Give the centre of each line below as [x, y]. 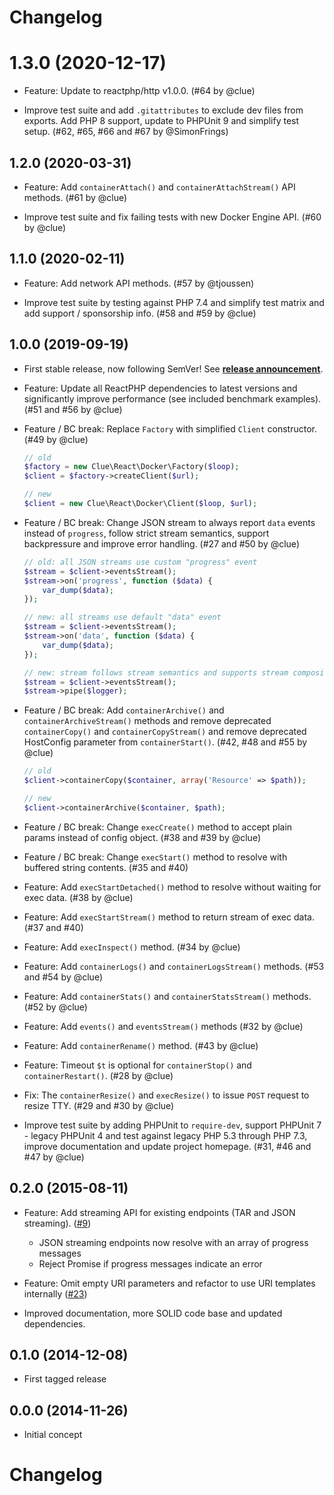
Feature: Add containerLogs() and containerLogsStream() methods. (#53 [174, 966]
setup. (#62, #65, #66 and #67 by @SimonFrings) [126, 132]
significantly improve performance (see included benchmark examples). [172, 398]
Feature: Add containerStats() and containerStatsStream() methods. [167, 996]
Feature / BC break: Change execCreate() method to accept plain [158, 827]
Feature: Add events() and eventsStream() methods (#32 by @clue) [163, 1026]
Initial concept [53, 1435]
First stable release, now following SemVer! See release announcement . [173, 368]
